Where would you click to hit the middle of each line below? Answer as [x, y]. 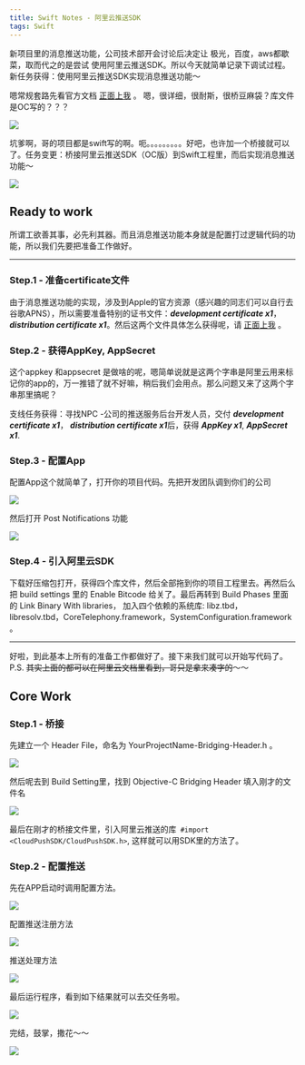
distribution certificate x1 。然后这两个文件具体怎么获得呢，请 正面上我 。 [148, 324]
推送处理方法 [33, 961]
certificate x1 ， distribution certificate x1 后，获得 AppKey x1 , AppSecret [148, 425]
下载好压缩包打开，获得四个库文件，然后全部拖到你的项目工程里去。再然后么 [152, 583]
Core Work [40, 696]
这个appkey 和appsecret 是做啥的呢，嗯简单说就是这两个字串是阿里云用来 [148, 371]
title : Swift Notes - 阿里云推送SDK [75, 18]
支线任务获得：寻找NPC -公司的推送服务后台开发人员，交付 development [147, 413]
